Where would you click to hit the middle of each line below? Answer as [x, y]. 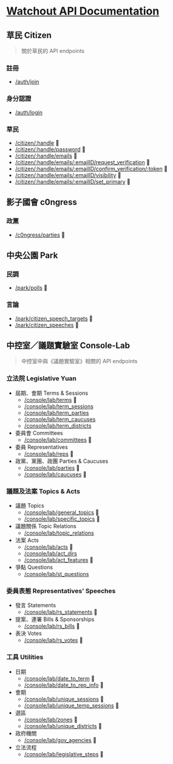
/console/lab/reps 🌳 [49, 454]
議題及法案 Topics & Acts [43, 491]
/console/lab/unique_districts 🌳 [63, 726]
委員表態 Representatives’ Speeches [61, 591]
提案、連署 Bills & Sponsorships [55, 619]
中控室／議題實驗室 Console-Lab [68, 345]
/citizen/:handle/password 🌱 [50, 149]
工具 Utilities [25, 657]
